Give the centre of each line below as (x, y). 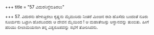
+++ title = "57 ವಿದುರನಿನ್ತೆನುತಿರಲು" (35, 7)
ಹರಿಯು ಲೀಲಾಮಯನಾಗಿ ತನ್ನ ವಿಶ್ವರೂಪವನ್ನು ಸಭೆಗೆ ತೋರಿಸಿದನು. (52, 27)
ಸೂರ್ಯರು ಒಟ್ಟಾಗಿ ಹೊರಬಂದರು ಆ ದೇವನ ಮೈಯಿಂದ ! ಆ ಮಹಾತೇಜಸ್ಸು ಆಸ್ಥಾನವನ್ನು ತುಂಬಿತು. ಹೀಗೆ (77, 22)
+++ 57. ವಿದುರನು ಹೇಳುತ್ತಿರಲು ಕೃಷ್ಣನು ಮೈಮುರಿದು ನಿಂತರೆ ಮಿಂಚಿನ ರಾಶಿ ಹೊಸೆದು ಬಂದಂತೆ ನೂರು (77, 17)
